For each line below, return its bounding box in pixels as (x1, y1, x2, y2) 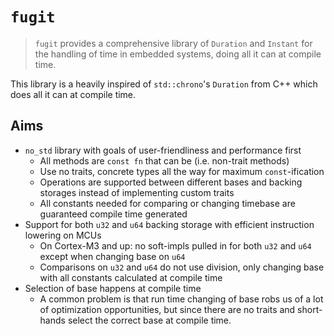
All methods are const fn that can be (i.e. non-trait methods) (39, 154, 290, 167)
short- (297, 303, 323, 315)
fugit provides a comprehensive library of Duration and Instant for (34, 37, 313, 49)
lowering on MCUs (24, 229, 102, 241)
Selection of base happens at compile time (24, 282, 202, 294)
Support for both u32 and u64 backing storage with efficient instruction (24, 218, 315, 230)
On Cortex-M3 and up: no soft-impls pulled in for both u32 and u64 (39, 239, 312, 252)
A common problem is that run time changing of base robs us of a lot (39, 293, 324, 305)
